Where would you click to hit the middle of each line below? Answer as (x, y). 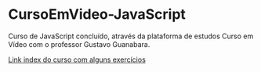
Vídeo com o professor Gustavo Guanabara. (79, 44)
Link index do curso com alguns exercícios (77, 59)
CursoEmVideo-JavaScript (97, 14)
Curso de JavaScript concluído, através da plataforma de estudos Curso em (131, 36)
